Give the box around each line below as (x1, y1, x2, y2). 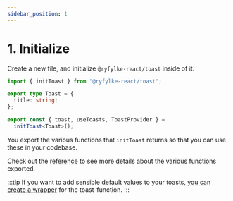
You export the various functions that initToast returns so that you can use (7, 135, 227, 144)
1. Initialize (7, 40, 70, 56)
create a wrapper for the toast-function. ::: (7, 185, 130, 194)
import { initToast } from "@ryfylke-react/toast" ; (7, 78, 162, 85)
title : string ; (13, 97, 58, 104)
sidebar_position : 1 (7, 10, 68, 18)
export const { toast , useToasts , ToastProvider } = (7, 116, 165, 123)
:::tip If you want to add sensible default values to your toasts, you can (7, 178, 211, 186)
